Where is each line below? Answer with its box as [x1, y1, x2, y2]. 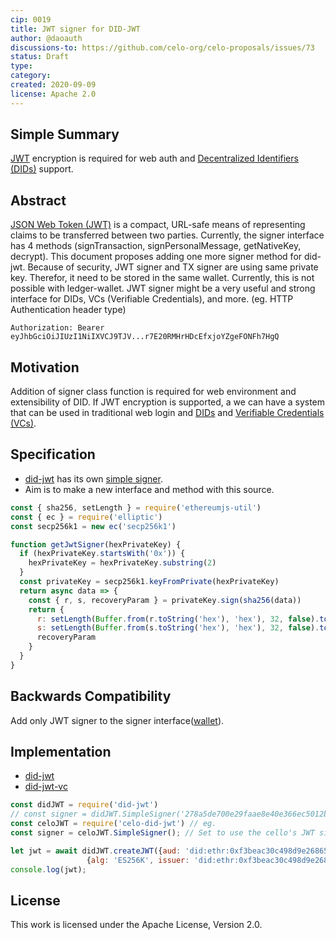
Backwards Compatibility [10, 688, 172, 705]
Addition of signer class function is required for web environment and [10, 386, 297, 398]
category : [10, 71, 52, 81]
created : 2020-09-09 [10, 80, 97, 90]
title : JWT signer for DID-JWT [10, 24, 141, 34]
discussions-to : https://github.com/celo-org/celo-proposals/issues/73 [10, 42, 315, 53]
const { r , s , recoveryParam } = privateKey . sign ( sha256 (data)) [28, 595, 302, 605]
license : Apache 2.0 [10, 89, 97, 99]
